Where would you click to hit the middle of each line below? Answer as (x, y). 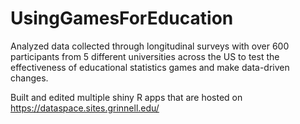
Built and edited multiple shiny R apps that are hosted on (126, 97)
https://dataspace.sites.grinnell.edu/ (85, 108)
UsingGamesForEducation (122, 18)
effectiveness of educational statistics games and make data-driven (150, 67)
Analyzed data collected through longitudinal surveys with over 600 (150, 46)
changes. (29, 78)
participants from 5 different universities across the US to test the (145, 56)
